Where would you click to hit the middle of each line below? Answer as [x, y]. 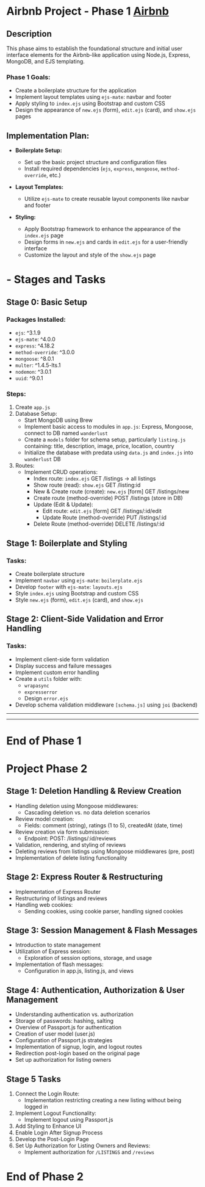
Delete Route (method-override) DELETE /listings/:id [99, 524]
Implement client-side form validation [62, 659]
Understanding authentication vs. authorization [74, 1014]
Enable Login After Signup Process [59, 1133]
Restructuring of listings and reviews [61, 898]
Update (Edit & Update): [63, 504]
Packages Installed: [36, 319]
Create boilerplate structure [50, 574]
